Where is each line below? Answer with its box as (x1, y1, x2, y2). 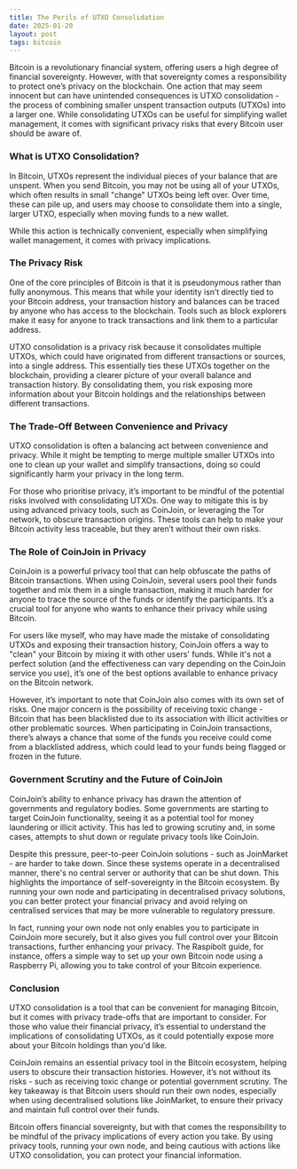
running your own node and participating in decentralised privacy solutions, (9, 886, 285, 896)
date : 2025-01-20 (9, 21, 74, 30)
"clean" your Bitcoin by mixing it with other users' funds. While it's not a (9, 649, 272, 660)
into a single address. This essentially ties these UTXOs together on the (9, 360, 270, 371)
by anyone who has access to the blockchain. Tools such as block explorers (9, 305, 287, 316)
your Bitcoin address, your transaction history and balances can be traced (9, 296, 280, 306)
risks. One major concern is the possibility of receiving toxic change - (9, 704, 263, 715)
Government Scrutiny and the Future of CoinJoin (9, 773, 223, 786)
